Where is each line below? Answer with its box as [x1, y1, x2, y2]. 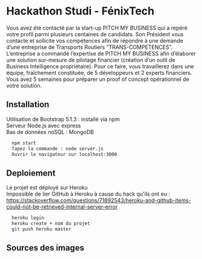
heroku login [11, 215, 45, 221]
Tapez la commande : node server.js [11, 145, 104, 152]
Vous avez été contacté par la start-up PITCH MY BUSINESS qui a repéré [6, 24, 188, 31]
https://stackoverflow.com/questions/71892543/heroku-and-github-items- [6, 197, 192, 204]
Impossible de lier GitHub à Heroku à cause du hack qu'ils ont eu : [6, 190, 171, 197]
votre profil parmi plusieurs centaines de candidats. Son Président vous [6, 30, 184, 37]
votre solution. [6, 82, 42, 89]
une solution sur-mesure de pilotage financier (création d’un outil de [6, 56, 175, 63]
